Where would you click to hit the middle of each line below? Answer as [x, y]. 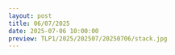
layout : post [30, 16]
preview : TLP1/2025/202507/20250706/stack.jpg [88, 38]
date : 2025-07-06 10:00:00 [54, 31]
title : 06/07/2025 [39, 23]
